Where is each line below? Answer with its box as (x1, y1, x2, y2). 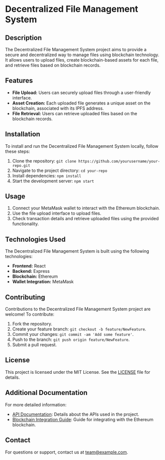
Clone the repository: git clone (12, 158, 76, 164)
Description (5, 33, 42, 42)
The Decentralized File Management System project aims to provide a (5, 47, 147, 52)
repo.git (12, 163, 31, 168)
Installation (5, 130, 40, 138)
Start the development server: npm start (12, 178, 95, 184)
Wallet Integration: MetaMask (12, 279, 74, 285)
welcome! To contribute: (5, 311, 55, 317)
